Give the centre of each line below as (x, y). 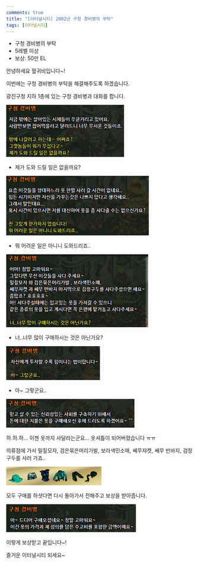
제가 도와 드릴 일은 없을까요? (48, 167)
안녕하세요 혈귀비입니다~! (36, 71)
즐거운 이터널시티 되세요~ (36, 555)
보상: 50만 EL (30, 58)
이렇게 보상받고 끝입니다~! (36, 543)
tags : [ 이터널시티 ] (27, 25)
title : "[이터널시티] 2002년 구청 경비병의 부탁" (60, 19)
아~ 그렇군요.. (31, 390)
